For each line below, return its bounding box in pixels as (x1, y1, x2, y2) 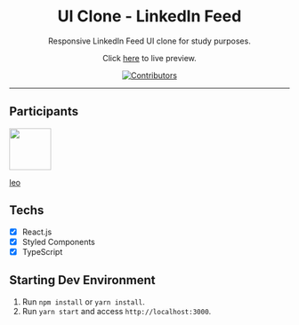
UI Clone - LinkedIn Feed (57, 6, 242, 27)
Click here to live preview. (101, 52, 198, 63)
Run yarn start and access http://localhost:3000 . (21, 305, 212, 316)
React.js (21, 226, 53, 237)
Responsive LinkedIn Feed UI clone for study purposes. (48, 36, 251, 46)
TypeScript (21, 246, 63, 257)
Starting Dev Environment (9, 273, 156, 288)
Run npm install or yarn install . (21, 296, 145, 307)
